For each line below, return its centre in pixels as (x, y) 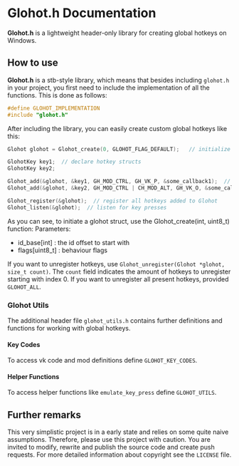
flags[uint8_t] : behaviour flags (63, 250)
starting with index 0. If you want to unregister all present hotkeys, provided (118, 279)
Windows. (22, 40)
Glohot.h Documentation (82, 13)
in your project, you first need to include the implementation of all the (108, 88)
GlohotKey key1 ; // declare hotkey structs (74, 162)
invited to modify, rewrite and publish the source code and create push (111, 447)
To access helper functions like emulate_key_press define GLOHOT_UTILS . (112, 393)
